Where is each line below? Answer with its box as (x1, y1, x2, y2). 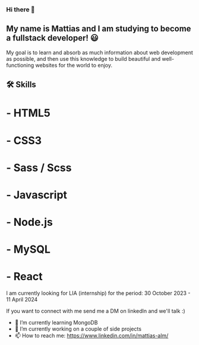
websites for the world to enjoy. (35, 61, 113, 69)
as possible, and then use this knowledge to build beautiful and (6, 55, 161, 62)
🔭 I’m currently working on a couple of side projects (14, 325, 141, 332)
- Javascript (6, 188, 67, 201)
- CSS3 (6, 133, 42, 147)
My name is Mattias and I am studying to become (6, 24, 191, 34)
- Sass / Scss (6, 161, 72, 175)
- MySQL (6, 243, 50, 256)
